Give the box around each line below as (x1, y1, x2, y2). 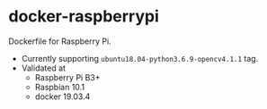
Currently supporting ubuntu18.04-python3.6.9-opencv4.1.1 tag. (21, 53, 259, 63)
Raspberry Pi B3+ (34, 71, 101, 82)
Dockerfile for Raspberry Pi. (8, 36, 111, 46)
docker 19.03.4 (34, 91, 91, 102)
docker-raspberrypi (8, 6, 159, 27)
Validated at (21, 63, 67, 73)
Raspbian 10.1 (34, 81, 85, 92)
